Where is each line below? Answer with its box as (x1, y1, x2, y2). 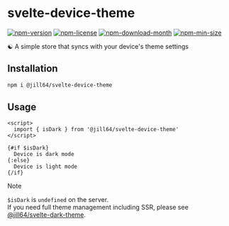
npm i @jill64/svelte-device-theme (7, 81, 113, 89)
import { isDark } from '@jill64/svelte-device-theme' (13, 126, 179, 133)
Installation (7, 62, 58, 75)
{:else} (7, 157, 30, 164)
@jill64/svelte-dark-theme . (7, 210, 86, 219)
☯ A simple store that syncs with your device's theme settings (7, 42, 189, 50)
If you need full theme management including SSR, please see (7, 203, 189, 212)
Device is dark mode (13, 151, 74, 158)
